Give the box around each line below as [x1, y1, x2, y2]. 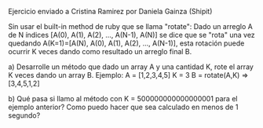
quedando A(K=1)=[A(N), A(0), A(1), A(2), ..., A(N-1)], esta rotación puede [8, 38, 245, 48]
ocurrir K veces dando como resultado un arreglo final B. [8, 47, 192, 56]
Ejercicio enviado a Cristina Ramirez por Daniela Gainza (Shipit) [8, 7, 213, 16]
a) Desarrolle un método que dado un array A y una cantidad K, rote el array [8, 62, 254, 71]
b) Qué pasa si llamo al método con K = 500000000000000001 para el [8, 94, 238, 103]
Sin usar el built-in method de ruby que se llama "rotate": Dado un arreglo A [8, 22, 253, 31]
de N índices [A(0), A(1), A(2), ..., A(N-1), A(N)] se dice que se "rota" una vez [8, 31, 255, 39]
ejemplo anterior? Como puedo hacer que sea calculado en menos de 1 [8, 102, 239, 112]
